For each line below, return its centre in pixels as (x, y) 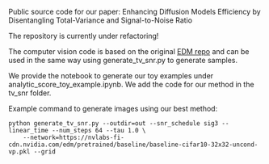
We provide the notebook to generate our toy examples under (111, 76)
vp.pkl (19, 152)
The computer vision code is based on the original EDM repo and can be (129, 51)
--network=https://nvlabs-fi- (74, 137)
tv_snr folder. (30, 93)
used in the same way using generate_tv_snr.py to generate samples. (123, 60)
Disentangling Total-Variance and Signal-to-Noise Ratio (100, 20)
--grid (45, 152)
